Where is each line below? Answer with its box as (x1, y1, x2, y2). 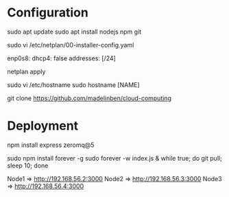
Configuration (7, 5, 89, 21)
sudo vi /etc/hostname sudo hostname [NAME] (7, 80, 140, 89)
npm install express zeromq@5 (7, 141, 95, 149)
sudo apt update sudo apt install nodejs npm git (7, 27, 142, 36)
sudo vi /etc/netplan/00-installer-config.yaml (7, 40, 134, 49)
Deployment (7, 118, 79, 134)
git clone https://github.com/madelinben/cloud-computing (7, 94, 171, 102)
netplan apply (7, 67, 46, 76)
